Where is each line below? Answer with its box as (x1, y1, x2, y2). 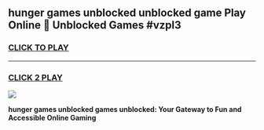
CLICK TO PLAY (8, 43, 69, 54)
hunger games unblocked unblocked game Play (8, 6, 246, 20)
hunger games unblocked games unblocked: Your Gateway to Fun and (8, 104, 242, 113)
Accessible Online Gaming (8, 113, 97, 122)
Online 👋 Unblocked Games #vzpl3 (8, 19, 182, 32)
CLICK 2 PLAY (8, 72, 63, 83)
